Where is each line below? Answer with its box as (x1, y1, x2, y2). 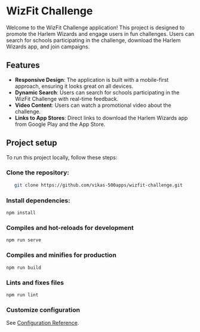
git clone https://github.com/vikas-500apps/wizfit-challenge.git (14, 182, 183, 188)
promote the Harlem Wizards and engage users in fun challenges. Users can (6, 30, 195, 37)
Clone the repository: (6, 168, 70, 177)
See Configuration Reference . (6, 319, 79, 327)
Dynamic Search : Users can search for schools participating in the (14, 88, 180, 96)
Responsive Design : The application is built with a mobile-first (14, 76, 169, 83)
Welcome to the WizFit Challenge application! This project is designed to (6, 24, 185, 31)
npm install (6, 210, 36, 216)
